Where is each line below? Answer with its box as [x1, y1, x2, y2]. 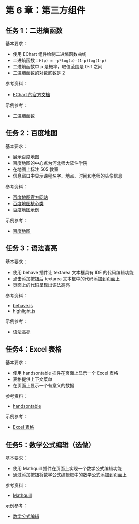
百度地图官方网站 [12, 194, 48, 200]
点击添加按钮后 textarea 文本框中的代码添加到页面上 [12, 275, 120, 282]
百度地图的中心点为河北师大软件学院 [12, 160, 88, 166]
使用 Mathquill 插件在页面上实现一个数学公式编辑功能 [12, 466, 122, 472]
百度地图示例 [12, 207, 39, 213]
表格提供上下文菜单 [12, 376, 53, 382]
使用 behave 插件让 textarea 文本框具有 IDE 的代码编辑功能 [12, 269, 134, 275]
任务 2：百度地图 [5, 129, 58, 137]
